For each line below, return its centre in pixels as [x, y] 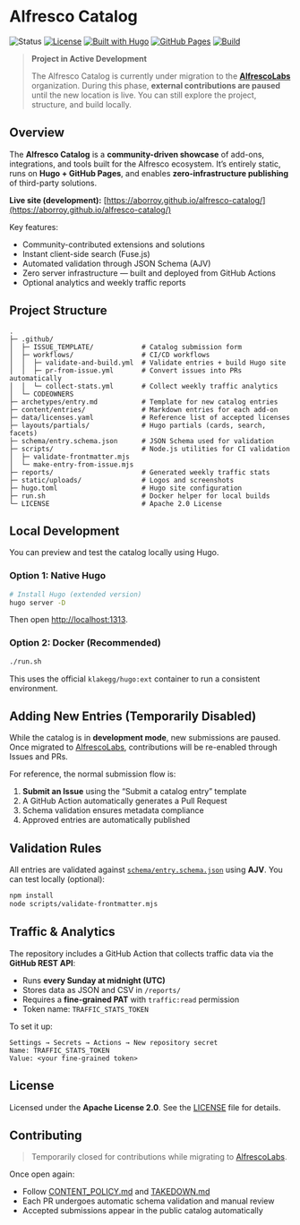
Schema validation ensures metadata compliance [113, 810]
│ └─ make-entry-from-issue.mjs [72, 464]
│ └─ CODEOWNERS [42, 394]
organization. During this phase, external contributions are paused [155, 85]
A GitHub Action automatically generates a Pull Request [124, 801]
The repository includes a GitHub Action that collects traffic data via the [141, 953]
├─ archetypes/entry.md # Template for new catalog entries [144, 402]
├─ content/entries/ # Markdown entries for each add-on [144, 409]
